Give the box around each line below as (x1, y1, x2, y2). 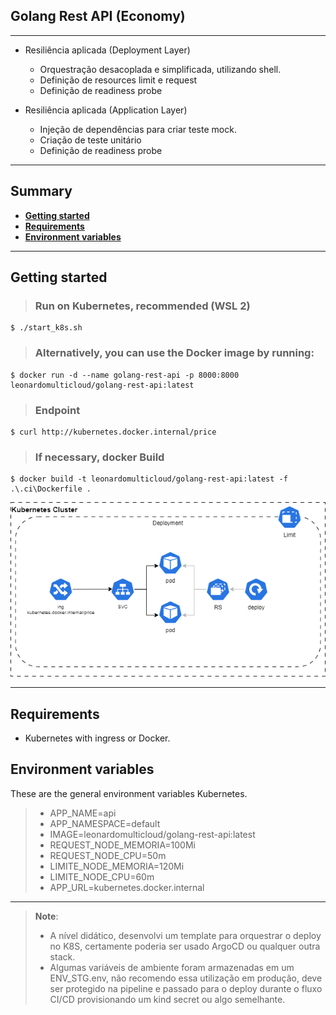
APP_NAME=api (49, 807, 117, 819)
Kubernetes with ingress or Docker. (24, 732, 171, 744)
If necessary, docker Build (34, 450, 165, 464)
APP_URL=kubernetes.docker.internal (49, 881, 205, 893)
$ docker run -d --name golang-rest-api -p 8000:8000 (10, 370, 240, 380)
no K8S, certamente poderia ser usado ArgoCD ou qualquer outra (49, 940, 321, 952)
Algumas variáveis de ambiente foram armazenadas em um (49, 961, 295, 973)
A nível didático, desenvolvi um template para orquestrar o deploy (49, 929, 322, 941)
